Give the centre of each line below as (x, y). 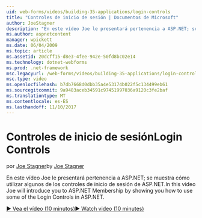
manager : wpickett (29, 40)
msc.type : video (26, 79)
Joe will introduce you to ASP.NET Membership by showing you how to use (99, 191)
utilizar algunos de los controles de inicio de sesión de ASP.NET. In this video (101, 184)
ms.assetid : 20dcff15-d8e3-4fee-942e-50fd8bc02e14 (71, 57)
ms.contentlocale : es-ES (37, 101)
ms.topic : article (29, 51)
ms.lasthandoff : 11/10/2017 (41, 107)
